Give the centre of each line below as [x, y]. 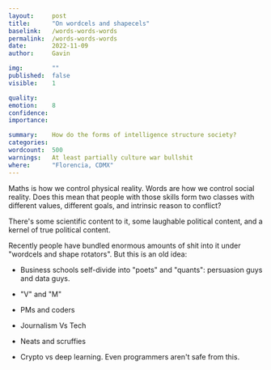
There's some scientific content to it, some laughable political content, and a [135, 221]
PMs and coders [47, 309]
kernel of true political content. [59, 230]
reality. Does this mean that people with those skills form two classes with [131, 197]
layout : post [38, 16]
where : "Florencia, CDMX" [61, 165]
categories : [28, 142]
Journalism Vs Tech [53, 325]
